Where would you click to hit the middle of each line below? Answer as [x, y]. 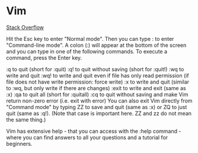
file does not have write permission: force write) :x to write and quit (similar [98, 82]
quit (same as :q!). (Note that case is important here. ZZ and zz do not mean [99, 113]
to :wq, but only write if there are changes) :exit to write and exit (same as [96, 88]
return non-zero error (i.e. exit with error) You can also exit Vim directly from [99, 101]
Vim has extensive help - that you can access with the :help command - [94, 131]
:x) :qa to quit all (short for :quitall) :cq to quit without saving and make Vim [97, 94]
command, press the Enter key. [44, 58]
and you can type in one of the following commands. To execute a [87, 51]
